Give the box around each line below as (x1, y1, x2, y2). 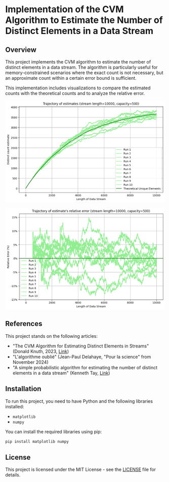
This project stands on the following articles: (5, 333, 98, 339)
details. (5, 472, 21, 478)
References (5, 319, 43, 328)
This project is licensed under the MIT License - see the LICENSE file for (5, 466, 156, 473)
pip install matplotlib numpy (5, 439, 69, 444)
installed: (5, 403, 24, 409)
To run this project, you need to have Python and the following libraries (5, 398, 153, 404)
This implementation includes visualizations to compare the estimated (5, 85, 151, 91)
